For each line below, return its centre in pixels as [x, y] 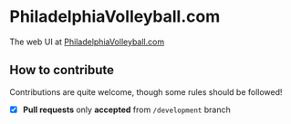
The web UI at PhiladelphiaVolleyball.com [87, 42]
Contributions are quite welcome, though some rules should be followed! [146, 91]
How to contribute [62, 70]
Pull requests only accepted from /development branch [126, 110]
